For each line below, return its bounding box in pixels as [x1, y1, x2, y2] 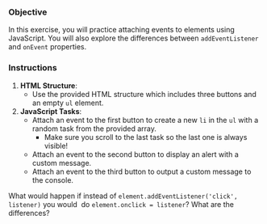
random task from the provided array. [31, 124, 157, 133]
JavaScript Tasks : [19, 106, 82, 116]
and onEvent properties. [8, 42, 87, 52]
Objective [8, 6, 48, 18]
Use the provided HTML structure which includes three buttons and [31, 89, 257, 99]
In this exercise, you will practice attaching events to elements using [8, 25, 236, 35]
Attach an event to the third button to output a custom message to [31, 167, 252, 176]
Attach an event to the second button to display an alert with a [31, 149, 240, 159]
